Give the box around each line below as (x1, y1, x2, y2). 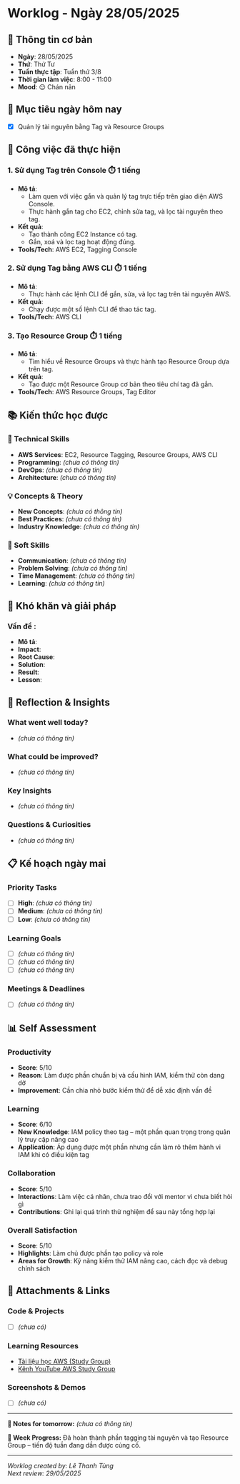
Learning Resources (7, 1340, 79, 1350)
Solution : (17, 661, 46, 669)
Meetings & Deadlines (7, 983, 86, 993)
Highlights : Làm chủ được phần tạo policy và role (17, 1249, 164, 1258)
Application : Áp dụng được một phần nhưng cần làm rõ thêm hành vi (17, 1143, 221, 1151)
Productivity (7, 1047, 51, 1057)
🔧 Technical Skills (7, 434, 70, 444)
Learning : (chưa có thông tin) (17, 579, 105, 588)
